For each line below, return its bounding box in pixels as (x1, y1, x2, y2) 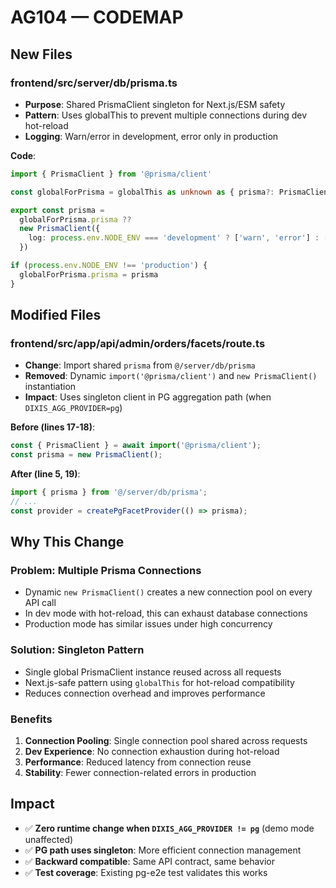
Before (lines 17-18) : (10, 421, 96, 433)
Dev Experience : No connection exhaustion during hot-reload (24, 745, 280, 757)
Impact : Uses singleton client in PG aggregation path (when (24, 391, 272, 403)
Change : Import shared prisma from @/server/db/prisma (24, 359, 256, 371)
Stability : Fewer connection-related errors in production (24, 766, 257, 778)
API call (24, 597, 57, 609)
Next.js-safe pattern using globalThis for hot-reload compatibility (24, 676, 295, 688)
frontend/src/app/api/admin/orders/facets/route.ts (10, 336, 266, 350)
